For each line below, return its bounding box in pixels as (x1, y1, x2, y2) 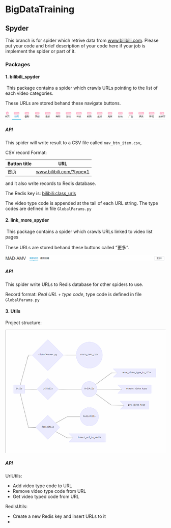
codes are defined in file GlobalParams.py (5, 205, 92, 212)
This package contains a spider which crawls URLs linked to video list (6, 228, 153, 235)
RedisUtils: (5, 504, 28, 510)
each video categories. (5, 90, 53, 96)
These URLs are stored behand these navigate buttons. (5, 100, 121, 107)
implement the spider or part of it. (5, 48, 76, 54)
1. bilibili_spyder (5, 73, 40, 80)
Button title (7, 161, 32, 167)
